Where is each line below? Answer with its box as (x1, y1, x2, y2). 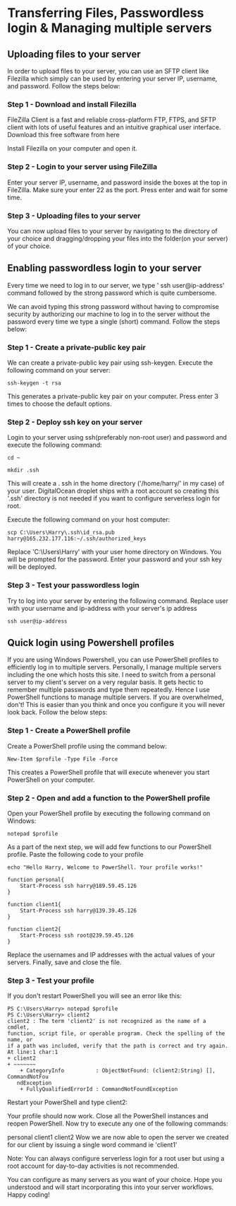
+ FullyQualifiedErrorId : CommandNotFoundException (20, 1086, 178, 1093)
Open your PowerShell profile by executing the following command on (7, 809, 211, 817)
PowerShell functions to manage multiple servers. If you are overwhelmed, (7, 693, 224, 701)
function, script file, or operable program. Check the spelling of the (7, 1030, 225, 1037)
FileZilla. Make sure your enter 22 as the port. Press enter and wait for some (7, 185, 228, 194)
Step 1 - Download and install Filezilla (7, 99, 137, 109)
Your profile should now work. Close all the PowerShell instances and (7, 1112, 209, 1120)
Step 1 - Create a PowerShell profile (7, 726, 131, 736)
